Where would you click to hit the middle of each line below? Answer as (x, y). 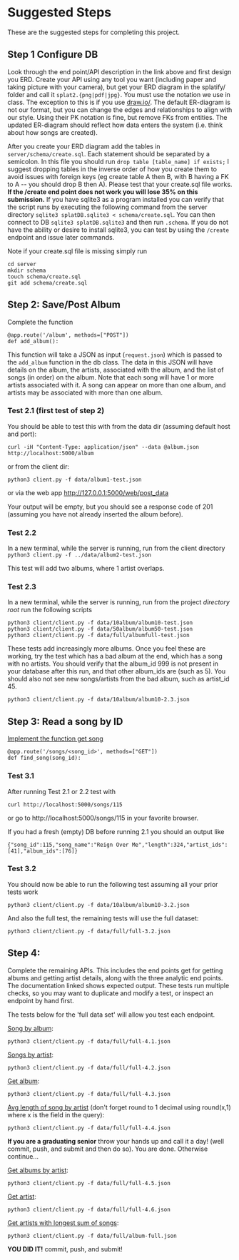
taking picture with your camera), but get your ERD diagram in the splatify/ (117, 87)
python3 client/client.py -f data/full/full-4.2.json (89, 1067)
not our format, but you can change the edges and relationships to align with (120, 110)
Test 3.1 (21, 776)
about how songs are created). (52, 132)
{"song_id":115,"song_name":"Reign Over (68, 845)
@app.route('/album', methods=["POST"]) (68, 335)
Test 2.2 (22, 532)
